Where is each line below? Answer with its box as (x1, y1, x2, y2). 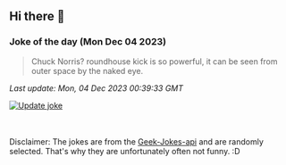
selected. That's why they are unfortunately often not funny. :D (9, 145, 240, 156)
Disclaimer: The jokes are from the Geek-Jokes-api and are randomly (9, 136, 264, 147)
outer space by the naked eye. (30, 65, 144, 76)
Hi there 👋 (9, 9, 65, 24)
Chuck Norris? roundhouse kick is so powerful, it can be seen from (30, 55, 279, 67)
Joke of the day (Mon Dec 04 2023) (9, 36, 167, 48)
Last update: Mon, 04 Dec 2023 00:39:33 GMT (9, 82, 184, 94)
